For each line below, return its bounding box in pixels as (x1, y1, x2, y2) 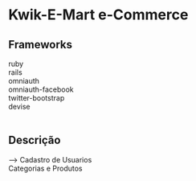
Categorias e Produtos (8, 163, 83, 173)
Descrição (8, 134, 61, 147)
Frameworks (8, 38, 73, 51)
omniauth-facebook (8, 84, 74, 94)
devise (8, 102, 31, 111)
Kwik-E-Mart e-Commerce (8, 6, 189, 24)
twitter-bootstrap (8, 93, 65, 102)
